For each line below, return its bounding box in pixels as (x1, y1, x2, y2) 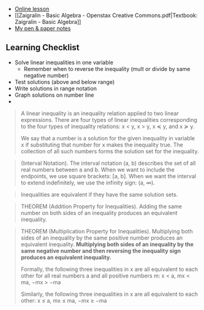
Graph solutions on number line (14, 91, 94, 99)
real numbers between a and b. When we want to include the (20, 165, 175, 173)
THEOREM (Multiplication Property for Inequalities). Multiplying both (20, 227, 194, 235)
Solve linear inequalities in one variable (14, 58, 114, 66)
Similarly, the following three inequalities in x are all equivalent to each (20, 290, 198, 298)
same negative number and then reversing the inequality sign (20, 247, 181, 254)
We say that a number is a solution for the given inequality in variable (20, 134, 195, 142)
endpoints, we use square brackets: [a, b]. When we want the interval (20, 172, 197, 180)
